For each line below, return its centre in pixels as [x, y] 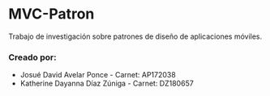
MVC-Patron [51, 14]
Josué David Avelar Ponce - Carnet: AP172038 [98, 75]
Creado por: [32, 57]
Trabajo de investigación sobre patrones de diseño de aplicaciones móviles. [135, 36]
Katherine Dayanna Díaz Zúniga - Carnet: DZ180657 [107, 83]
